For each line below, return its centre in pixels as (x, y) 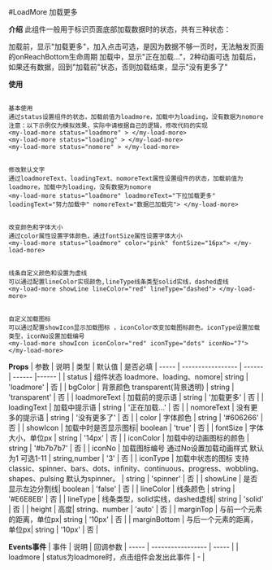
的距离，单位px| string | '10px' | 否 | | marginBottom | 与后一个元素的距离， (133, 519)
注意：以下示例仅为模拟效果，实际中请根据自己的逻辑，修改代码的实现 (108, 125)
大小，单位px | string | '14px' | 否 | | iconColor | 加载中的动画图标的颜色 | (129, 438)
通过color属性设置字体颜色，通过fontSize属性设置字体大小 (95, 236)
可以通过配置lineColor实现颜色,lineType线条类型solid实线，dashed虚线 (119, 282)
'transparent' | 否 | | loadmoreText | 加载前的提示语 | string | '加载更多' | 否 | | (136, 397)
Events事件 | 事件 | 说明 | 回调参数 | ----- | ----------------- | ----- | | (123, 547)
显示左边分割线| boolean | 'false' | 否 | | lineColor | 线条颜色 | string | (122, 489)
